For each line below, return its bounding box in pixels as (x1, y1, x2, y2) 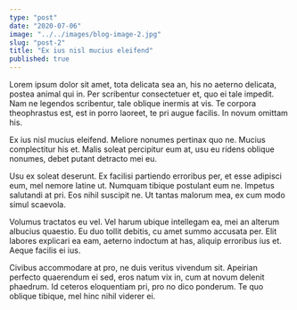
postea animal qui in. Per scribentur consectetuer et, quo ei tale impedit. (9, 88, 275, 99)
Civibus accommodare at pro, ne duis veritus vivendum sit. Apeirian (9, 263, 259, 272)
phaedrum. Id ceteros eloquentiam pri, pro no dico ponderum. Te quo (9, 281, 264, 291)
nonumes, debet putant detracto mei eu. (9, 154, 158, 163)
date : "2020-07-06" (9, 21, 82, 30)
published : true (9, 54, 70, 63)
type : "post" (9, 13, 58, 22)
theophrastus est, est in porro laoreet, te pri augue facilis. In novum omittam (9, 108, 288, 118)
